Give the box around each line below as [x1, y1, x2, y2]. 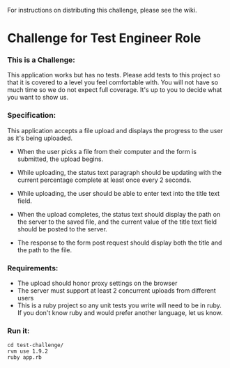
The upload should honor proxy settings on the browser [17, 279, 178, 288]
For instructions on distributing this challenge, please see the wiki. [7, 6, 197, 14]
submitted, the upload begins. [17, 155, 103, 163]
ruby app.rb [7, 354, 42, 361]
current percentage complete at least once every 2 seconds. [17, 176, 192, 184]
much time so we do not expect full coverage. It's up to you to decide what [7, 86, 222, 94]
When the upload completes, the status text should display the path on [17, 210, 221, 218]
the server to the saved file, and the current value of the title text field [17, 217, 217, 226]
